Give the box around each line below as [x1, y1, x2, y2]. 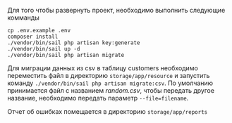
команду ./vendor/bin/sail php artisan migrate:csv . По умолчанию [7, 79, 214, 87]
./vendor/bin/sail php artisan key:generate [7, 39, 140, 46]
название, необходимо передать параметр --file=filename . [7, 94, 189, 102]
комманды [7, 13, 40, 22]
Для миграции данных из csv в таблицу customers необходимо [7, 64, 199, 72]
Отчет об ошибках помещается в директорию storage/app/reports [7, 108, 208, 115]
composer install [7, 33, 59, 40]
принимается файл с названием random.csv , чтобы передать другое [7, 86, 215, 94]
